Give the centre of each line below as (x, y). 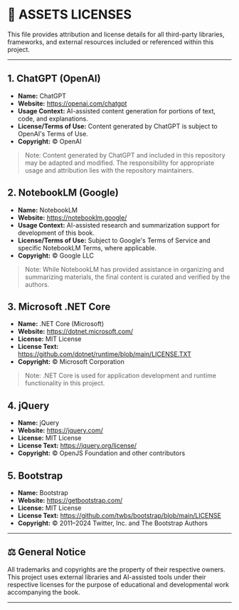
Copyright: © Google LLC (56, 255)
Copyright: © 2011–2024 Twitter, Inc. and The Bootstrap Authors (113, 523)
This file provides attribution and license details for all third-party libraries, (116, 34)
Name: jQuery (38, 423)
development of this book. (56, 233)
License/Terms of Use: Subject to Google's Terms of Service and (114, 240)
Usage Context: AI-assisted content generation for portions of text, (116, 111)
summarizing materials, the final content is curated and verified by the (127, 277)
